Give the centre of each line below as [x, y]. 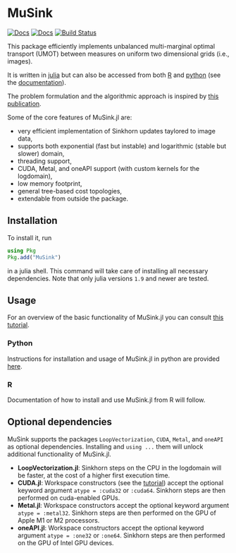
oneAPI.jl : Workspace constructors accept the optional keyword [111, 528]
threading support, [44, 161]
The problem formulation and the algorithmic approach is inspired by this [113, 96]
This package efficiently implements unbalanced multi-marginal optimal [111, 46]
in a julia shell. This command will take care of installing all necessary [108, 270]
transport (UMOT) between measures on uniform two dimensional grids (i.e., [118, 54]
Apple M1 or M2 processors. [58, 520]
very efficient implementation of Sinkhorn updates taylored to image [117, 131]
